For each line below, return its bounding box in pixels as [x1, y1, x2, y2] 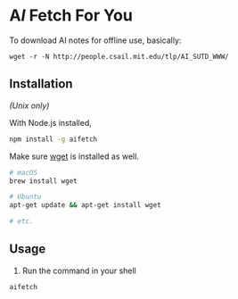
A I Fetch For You [9, 5, 134, 26]
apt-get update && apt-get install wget [9, 201, 162, 210]
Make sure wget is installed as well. [9, 151, 140, 162]
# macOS [9, 168, 38, 177]
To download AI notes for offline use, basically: [9, 35, 182, 46]
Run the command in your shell [21, 265, 136, 276]
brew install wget [9, 176, 78, 186]
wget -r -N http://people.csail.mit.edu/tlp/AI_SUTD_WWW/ [9, 52, 229, 61]
